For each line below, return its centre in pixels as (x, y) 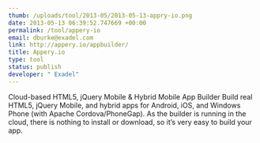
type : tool (26, 60)
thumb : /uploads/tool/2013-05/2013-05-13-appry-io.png (100, 15)
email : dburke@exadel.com (51, 38)
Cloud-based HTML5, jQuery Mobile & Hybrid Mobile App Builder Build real (130, 96)
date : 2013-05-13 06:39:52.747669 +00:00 (77, 23)
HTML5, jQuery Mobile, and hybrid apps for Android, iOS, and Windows (124, 105)
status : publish (35, 67)
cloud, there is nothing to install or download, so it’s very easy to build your (130, 122)
